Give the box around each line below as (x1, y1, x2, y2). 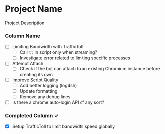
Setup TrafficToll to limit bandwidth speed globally (12, 123, 115, 130)
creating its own (19, 71, 53, 77)
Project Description (5, 20, 45, 26)
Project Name (5, 3, 63, 15)
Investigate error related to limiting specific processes (19, 55, 130, 61)
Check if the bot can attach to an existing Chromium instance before (19, 66, 160, 72)
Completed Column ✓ (5, 112, 59, 119)
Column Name (5, 32, 41, 39)
